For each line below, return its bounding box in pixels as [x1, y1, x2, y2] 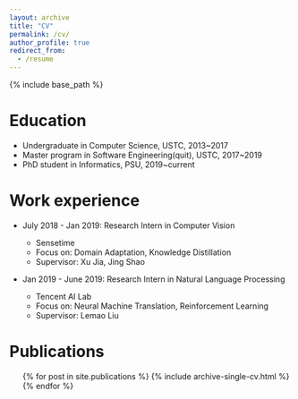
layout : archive [9, 13, 70, 22]
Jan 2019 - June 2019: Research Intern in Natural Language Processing [21, 274, 285, 284]
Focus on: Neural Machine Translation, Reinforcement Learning [35, 301, 269, 311]
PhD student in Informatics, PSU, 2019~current [21, 158, 195, 170]
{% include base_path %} [9, 80, 104, 89]
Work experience [9, 191, 140, 211]
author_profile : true [9, 38, 90, 47]
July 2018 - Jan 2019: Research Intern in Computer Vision [21, 220, 235, 231]
